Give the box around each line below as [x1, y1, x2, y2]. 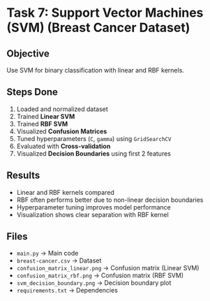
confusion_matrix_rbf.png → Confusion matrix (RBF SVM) [16, 271, 184, 280]
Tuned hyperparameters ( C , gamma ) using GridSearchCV [16, 134, 172, 142]
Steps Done [6, 86, 59, 98]
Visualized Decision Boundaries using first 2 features [16, 149, 172, 158]
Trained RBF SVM [16, 119, 68, 128]
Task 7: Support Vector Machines [6, 5, 204, 21]
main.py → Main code [16, 249, 79, 258]
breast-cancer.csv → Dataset [16, 256, 102, 265]
